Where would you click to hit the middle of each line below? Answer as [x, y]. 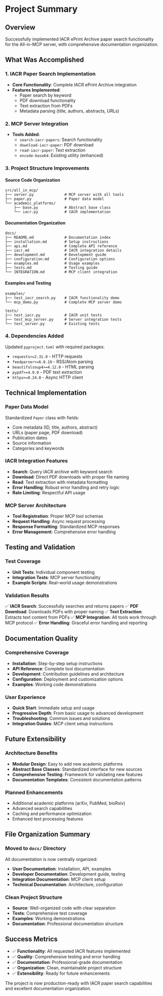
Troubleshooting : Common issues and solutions [61, 718]
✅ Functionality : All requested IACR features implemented [71, 951]
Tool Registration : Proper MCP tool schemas [58, 516]
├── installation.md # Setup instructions [57, 242]
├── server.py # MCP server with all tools [65, 195]
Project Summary [41, 9]
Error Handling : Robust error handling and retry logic [66, 487]
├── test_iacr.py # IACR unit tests [54, 315]
